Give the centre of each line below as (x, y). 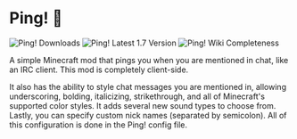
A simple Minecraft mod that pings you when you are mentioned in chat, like (149, 60)
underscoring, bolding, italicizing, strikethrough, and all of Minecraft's (137, 96)
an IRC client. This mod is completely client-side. (99, 69)
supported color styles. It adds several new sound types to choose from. (143, 105)
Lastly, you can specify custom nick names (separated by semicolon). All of (148, 115)
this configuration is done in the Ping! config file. (99, 125)
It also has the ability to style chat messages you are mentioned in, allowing (148, 86)
